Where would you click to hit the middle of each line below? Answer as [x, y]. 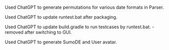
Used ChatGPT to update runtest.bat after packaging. [61, 17]
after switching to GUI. [48, 32]
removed [14, 32]
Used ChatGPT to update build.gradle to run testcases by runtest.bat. [78, 27]
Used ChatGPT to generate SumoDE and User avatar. [61, 42]
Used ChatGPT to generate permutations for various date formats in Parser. [84, 7]
